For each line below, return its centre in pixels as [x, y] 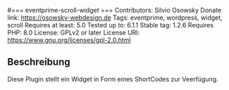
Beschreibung [39, 62]
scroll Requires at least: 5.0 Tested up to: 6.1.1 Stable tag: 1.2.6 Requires [110, 25]
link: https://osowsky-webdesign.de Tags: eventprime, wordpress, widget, [115, 18]
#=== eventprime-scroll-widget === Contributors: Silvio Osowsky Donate [114, 10]
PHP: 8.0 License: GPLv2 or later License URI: [74, 32]
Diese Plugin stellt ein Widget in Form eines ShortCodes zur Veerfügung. [113, 79]
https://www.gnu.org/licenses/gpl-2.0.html [69, 40]
